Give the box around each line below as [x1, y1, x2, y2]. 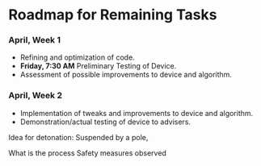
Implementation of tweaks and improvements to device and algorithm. [19, 108, 254, 118]
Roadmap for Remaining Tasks [8, 6, 217, 24]
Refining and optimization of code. [19, 52, 135, 62]
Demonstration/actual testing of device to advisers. [19, 117, 192, 127]
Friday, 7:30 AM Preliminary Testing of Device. [19, 61, 177, 71]
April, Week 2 [8, 90, 63, 102]
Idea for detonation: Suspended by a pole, [8, 132, 149, 142]
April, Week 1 [8, 35, 61, 46]
